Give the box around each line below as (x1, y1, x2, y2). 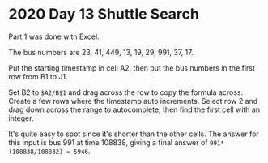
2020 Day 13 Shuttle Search (8, 5, 200, 24)
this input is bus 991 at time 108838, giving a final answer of (8, 137, 208, 147)
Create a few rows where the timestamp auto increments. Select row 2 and (8, 96, 258, 105)
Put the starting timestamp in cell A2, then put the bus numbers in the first (8, 62, 255, 73)
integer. (8, 113, 34, 122)
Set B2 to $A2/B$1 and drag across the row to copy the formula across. (8, 87, 244, 97)
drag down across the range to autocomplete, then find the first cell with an (8, 105, 261, 114)
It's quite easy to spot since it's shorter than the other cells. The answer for (8, 129, 259, 139)
